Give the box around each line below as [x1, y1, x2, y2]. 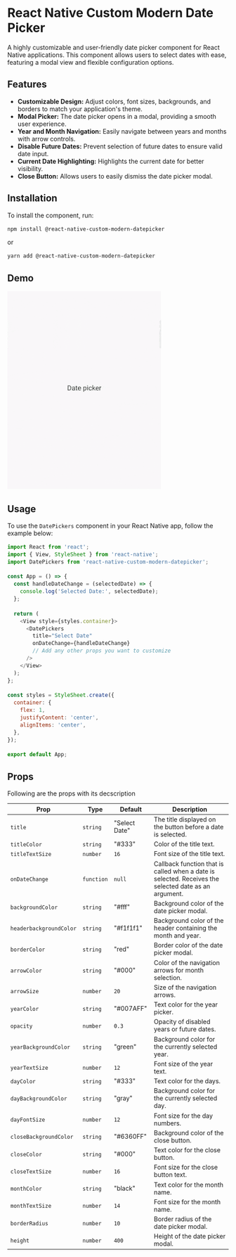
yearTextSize [10, 1064, 48, 1072]
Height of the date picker [153, 1232, 226, 1241]
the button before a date [153, 822, 224, 831]
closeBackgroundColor [10, 1134, 74, 1141]
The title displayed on [153, 815, 216, 824]
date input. [17, 149, 49, 158]
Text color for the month [153, 1180, 223, 1189]
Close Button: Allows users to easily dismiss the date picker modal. [17, 172, 213, 180]
